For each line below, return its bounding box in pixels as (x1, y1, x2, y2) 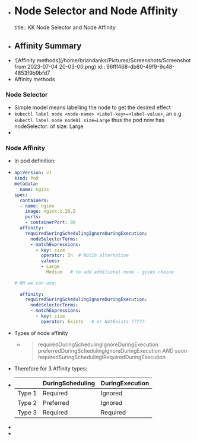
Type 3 (17, 408, 37, 416)
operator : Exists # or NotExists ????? (40, 318, 145, 324)
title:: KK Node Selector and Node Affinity (14, 24, 116, 31)
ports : (25, 214, 42, 220)
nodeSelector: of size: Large (14, 123, 84, 130)
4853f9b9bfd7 (14, 69, 50, 76)
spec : (14, 191, 28, 198)
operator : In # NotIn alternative (40, 253, 129, 258)
